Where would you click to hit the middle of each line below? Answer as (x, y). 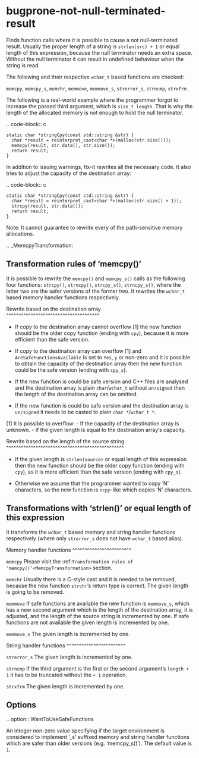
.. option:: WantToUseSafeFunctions (50, 719)
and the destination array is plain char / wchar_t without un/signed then (100, 387)
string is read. (23, 65)
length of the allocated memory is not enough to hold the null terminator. (95, 112)
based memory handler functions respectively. (63, 297)
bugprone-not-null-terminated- (86, 11)
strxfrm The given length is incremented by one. (65, 686)
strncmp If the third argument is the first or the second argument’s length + (97, 668)
